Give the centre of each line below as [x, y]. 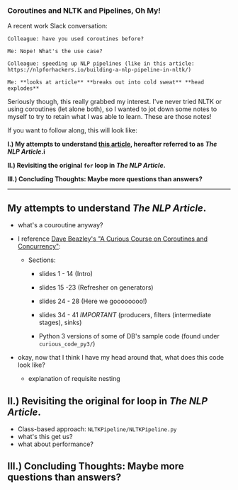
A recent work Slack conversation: [57, 26]
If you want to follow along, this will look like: [73, 130]
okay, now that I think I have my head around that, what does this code [121, 358]
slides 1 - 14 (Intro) [66, 274]
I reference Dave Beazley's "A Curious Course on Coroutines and [112, 239]
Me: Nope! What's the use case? [55, 52]
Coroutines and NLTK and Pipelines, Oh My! [84, 11]
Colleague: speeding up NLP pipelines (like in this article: [101, 64]
